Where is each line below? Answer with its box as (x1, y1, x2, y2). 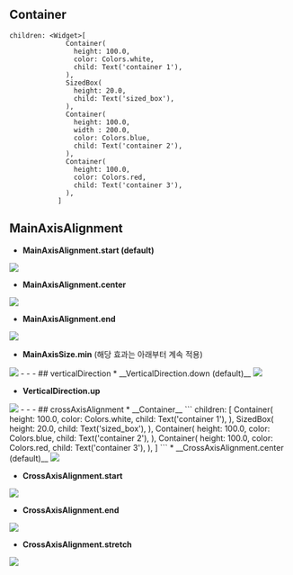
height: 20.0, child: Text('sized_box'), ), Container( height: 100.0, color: (9, 423, 271, 434)
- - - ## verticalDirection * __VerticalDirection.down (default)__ (20, 368, 252, 379)
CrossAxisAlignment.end (22, 504, 120, 516)
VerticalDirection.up (22, 385, 101, 396)
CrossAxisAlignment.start (22, 470, 123, 481)
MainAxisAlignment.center (22, 279, 127, 290)
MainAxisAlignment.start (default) (22, 245, 155, 256)
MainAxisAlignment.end (22, 313, 116, 324)
